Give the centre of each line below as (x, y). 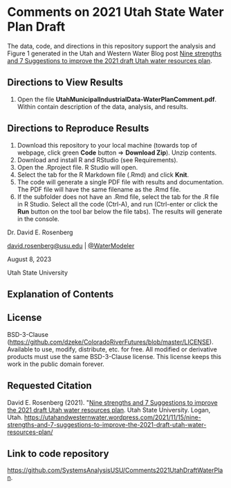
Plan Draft (36, 27)
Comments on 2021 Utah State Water (115, 12)
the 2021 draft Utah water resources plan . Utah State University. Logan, (109, 410)
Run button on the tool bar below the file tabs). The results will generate (120, 211)
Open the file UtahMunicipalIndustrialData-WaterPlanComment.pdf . (117, 99)
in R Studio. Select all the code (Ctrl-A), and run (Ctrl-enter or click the (117, 204)
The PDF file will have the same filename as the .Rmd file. (99, 189)
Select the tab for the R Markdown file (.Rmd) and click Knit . (103, 175)
